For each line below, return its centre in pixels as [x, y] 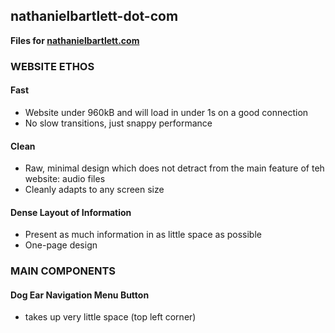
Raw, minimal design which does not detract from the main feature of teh [174, 168]
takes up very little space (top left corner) [110, 317]
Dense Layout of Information [71, 212]
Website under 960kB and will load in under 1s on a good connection [166, 112]
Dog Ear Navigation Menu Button [80, 295]
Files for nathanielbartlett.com [75, 40]
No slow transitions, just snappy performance [118, 123]
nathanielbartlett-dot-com [94, 16]
